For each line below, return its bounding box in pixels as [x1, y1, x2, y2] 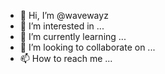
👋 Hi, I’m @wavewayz [19, 10, 109, 21]
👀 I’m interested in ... [19, 20, 105, 32]
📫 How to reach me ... [19, 53, 113, 64]
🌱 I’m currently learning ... [19, 31, 127, 42]
